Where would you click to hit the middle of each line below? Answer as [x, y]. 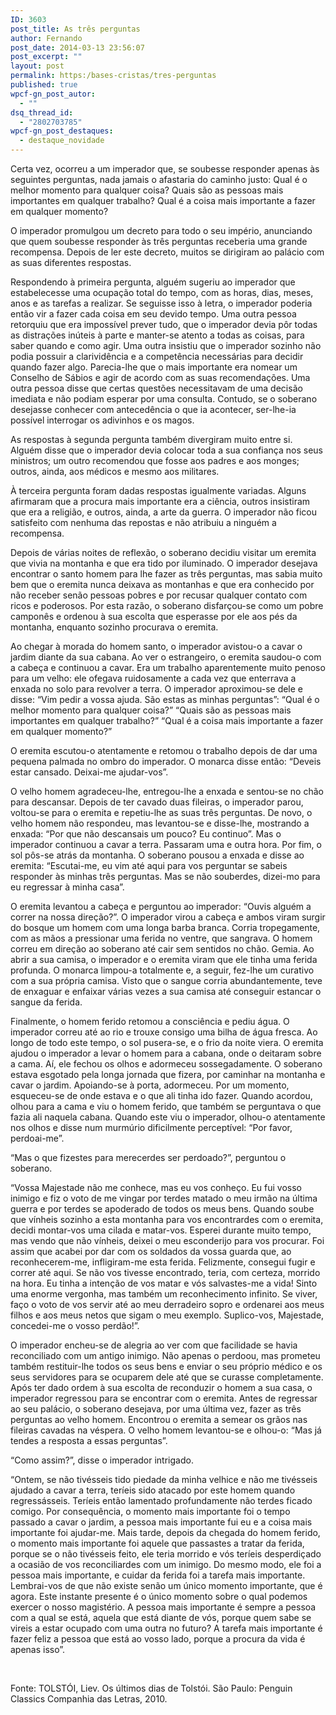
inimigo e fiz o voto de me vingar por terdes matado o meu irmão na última [164, 1198]
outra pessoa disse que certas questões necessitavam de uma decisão [156, 388]
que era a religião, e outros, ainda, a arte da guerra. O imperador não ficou [163, 512]
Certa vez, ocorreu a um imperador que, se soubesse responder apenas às [165, 169]
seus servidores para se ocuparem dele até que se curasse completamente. [167, 1377]
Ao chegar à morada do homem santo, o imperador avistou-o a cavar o [156, 646]
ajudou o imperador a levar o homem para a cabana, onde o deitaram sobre [166, 1053]
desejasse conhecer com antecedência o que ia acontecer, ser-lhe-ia [153, 409]
